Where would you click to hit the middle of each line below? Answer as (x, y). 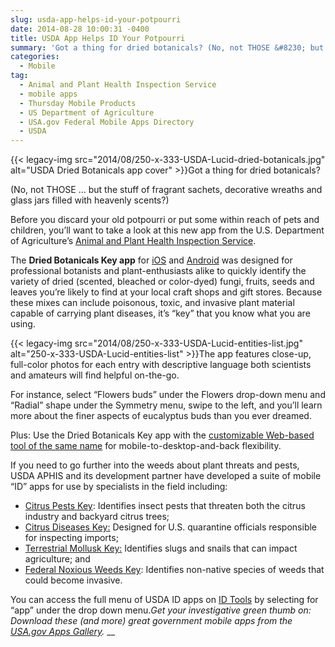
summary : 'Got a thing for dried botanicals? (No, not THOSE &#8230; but (167, 47)
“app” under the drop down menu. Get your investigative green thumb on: (161, 610)
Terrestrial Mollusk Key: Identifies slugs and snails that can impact (161, 548)
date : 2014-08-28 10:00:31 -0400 (80, 29)
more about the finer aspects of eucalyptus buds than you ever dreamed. (161, 416)
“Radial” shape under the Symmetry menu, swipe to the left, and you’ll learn (166, 405)
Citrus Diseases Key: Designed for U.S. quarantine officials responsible (171, 527)
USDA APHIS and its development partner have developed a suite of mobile (166, 476)
